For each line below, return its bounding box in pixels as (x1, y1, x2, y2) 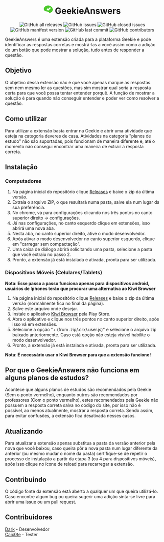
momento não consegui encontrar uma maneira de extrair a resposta (5, 143, 144, 149)
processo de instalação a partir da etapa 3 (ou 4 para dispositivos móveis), (5, 456, 156, 462)
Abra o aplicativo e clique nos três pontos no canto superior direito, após (12, 316, 159, 322)
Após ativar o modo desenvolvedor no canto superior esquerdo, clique (12, 236, 155, 242)
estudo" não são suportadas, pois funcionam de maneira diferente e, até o (5, 138, 155, 144)
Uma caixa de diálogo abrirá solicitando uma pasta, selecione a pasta (12, 246, 153, 253)
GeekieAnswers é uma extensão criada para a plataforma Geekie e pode (5, 36, 151, 42)
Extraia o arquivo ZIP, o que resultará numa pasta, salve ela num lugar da (12, 199, 160, 205)
